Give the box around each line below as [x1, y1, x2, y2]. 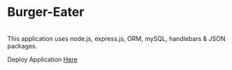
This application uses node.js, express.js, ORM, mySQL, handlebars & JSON [7, 34, 226, 42]
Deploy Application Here [7, 55, 78, 63]
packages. [7, 42, 38, 50]
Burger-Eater [7, 4, 85, 20]
